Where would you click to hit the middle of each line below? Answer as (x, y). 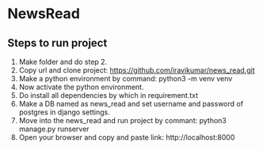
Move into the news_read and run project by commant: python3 (122, 120)
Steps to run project (57, 43)
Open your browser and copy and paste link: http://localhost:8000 (127, 137)
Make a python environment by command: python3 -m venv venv (126, 79)
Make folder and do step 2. (63, 62)
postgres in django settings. (64, 112)
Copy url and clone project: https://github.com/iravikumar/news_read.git (137, 70)
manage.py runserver (54, 129)
